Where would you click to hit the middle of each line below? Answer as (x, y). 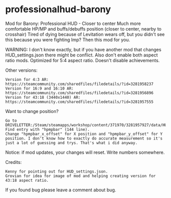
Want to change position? (32, 111)
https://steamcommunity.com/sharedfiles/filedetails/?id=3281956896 (79, 93)
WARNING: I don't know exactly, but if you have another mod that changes (83, 49)
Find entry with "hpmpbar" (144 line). (48, 129)
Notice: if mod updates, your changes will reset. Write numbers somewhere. (85, 152)
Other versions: (21, 70)
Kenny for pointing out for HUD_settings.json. (57, 172)
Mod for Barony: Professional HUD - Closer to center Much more (73, 23)
